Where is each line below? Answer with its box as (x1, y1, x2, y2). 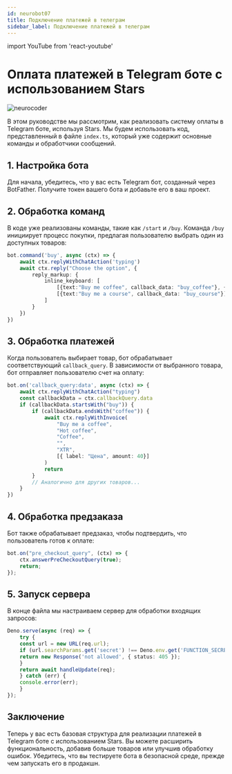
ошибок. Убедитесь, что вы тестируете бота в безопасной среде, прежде (7, 751, 224, 759)
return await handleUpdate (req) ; (19, 666, 116, 673)
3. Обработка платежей (7, 335, 115, 347)
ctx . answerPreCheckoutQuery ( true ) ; (19, 556, 122, 563)
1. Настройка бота (7, 159, 89, 171)
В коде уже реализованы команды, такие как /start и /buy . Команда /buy (7, 223, 224, 232)
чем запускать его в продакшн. (7, 759, 100, 767)
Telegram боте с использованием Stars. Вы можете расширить (7, 737, 193, 745)
